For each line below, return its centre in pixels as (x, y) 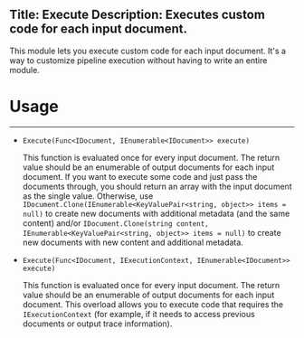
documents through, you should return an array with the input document (157, 186)
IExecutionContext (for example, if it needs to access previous (138, 314)
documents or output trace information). (97, 324)
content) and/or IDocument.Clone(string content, (116, 223)
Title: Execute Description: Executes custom (137, 15)
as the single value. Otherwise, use (88, 196)
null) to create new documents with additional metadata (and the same (156, 213)
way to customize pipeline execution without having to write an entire (138, 60)
